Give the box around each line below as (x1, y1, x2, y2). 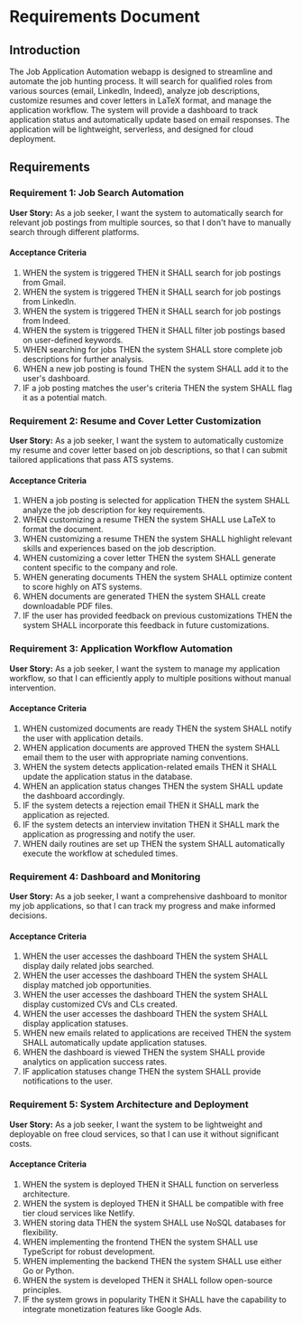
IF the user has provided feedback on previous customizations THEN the (22, 610, 293, 621)
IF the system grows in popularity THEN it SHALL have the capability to (22, 1294, 287, 1305)
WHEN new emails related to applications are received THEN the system (22, 1027, 291, 1038)
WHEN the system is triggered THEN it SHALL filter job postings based (22, 324, 286, 335)
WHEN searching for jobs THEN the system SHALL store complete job (22, 343, 283, 354)
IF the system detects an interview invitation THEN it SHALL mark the (22, 819, 279, 830)
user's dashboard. (22, 372, 91, 383)
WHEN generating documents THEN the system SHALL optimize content (22, 572, 293, 583)
